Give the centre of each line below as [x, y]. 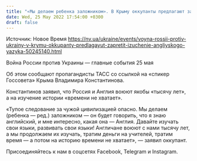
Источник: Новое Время [36, 39]
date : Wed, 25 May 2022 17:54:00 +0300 [55, 17]
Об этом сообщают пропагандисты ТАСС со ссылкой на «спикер [88, 74]
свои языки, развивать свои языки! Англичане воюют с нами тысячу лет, [98, 128]
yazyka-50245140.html [34, 52]
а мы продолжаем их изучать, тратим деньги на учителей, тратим [89, 134]
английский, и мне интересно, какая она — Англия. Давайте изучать [92, 122]
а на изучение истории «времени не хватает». [64, 98]
